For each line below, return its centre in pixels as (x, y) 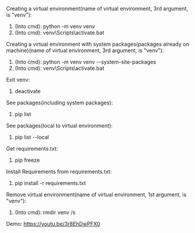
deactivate (28, 91)
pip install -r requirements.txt (50, 183)
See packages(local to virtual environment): (59, 126)
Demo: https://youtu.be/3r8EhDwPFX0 (53, 224)
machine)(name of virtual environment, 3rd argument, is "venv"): (85, 50)
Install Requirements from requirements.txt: (59, 172)
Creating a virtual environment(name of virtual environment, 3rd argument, (97, 9)
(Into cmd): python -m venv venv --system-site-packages (85, 62)
